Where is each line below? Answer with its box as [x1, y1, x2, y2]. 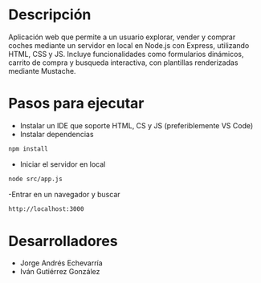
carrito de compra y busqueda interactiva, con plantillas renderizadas [8, 58, 239, 67]
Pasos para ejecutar [8, 95, 145, 113]
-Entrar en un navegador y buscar [8, 189, 120, 199]
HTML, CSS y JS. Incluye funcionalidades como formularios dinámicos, [8, 49, 244, 59]
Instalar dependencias [19, 129, 94, 139]
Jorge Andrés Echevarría [19, 258, 103, 268]
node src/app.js [8, 175, 63, 183]
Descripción [8, 6, 92, 24]
